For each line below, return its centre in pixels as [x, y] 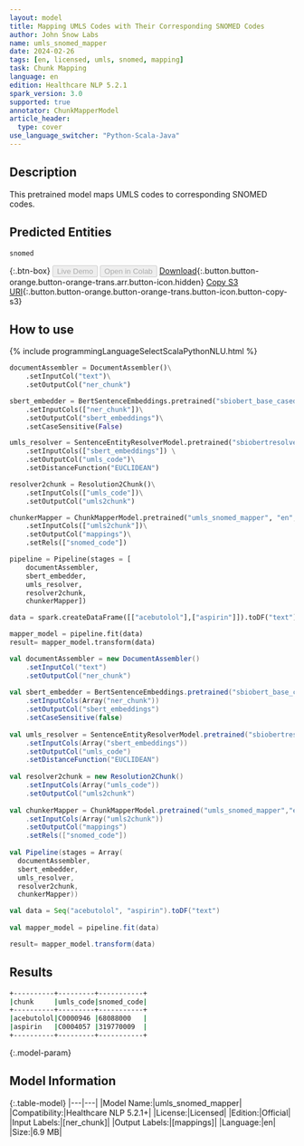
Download [178, 270]
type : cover [40, 128]
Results [31, 973]
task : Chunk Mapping [48, 69]
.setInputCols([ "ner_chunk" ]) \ [85, 409]
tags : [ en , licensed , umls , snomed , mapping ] [96, 60]
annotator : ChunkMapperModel [64, 111]
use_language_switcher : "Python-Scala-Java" [95, 136]
